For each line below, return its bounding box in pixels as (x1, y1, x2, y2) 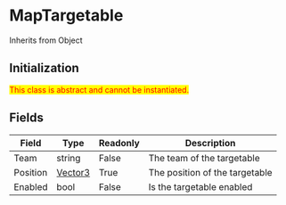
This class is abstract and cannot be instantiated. (9, 84, 190, 94)
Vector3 (56, 166, 91, 178)
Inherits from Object (9, 35, 83, 45)
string (56, 152, 81, 164)
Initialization (9, 61, 80, 76)
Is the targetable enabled (148, 180, 253, 193)
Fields (9, 111, 45, 126)
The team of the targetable (148, 152, 260, 164)
